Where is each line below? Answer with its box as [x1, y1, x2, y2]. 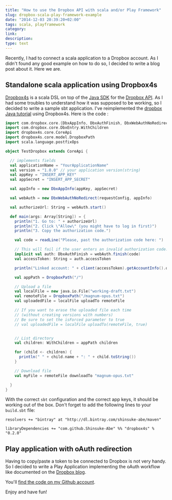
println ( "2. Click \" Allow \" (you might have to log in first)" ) [14, 223, 157, 228]
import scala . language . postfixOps [5, 139, 79, 145]
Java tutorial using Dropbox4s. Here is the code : [5, 111, 109, 117]
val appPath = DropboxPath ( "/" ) [14, 275, 83, 280]
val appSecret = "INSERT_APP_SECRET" [10, 177, 91, 182]
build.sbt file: [5, 407, 35, 413]
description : [5, 36, 33, 41]
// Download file [14, 368, 52, 373]
